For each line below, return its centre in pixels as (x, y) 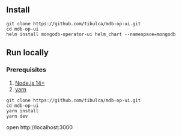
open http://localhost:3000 (40, 127)
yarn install (23, 111)
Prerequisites (26, 70)
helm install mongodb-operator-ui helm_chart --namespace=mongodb (91, 34)
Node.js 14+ (30, 83)
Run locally (28, 53)
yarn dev (17, 116)
